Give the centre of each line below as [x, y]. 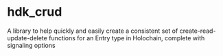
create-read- [198, 31]
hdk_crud [35, 12]
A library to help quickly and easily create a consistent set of [93, 31]
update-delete [27, 38]
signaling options [32, 45]
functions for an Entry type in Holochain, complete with [127, 38]
